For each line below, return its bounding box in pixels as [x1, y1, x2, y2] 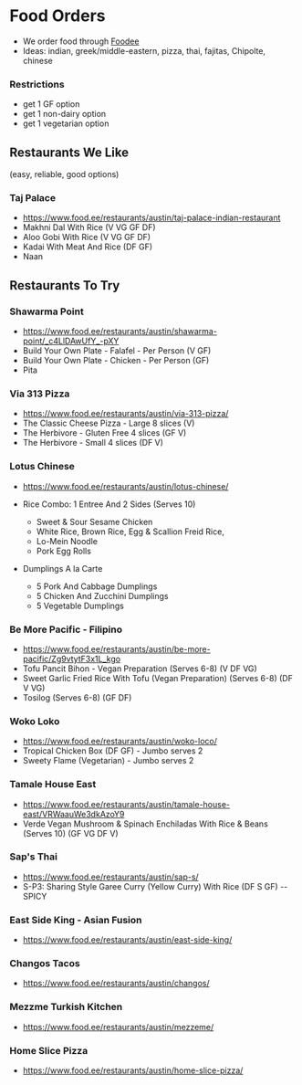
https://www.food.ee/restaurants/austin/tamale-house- [22, 798, 231, 809]
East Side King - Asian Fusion [9, 913, 143, 926]
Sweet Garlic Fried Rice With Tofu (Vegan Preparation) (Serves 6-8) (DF [22, 672, 294, 683]
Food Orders [9, 5, 106, 26]
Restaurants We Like [9, 144, 130, 160]
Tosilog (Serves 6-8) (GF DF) [22, 691, 132, 703]
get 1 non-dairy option [22, 109, 107, 120]
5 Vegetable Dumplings [36, 600, 125, 611]
